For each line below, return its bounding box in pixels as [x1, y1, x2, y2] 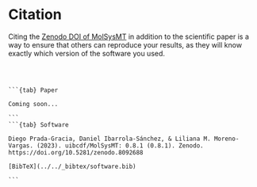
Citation [8, 6, 62, 24]
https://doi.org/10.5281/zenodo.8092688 [8, 148, 144, 156]
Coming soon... [8, 100, 59, 108]
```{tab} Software [8, 120, 69, 128]
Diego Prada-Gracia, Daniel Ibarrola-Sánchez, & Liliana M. [8, 135, 212, 143]
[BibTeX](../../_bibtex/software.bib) [8, 162, 136, 170]
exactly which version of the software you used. [8, 48, 165, 58]
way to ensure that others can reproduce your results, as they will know [8, 40, 243, 49]
